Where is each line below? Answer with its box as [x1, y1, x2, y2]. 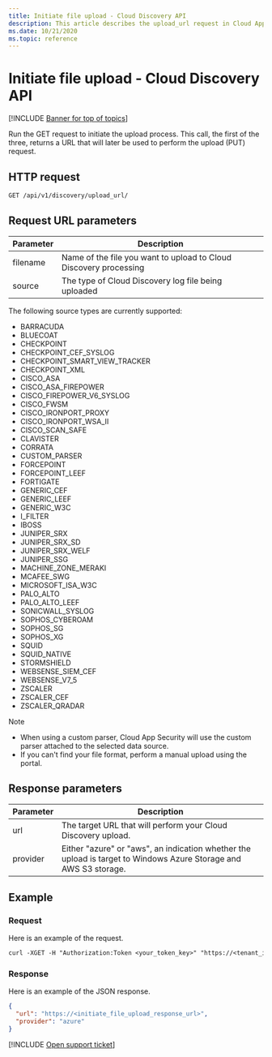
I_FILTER [19, 511, 49, 521]
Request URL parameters [8, 214, 138, 228]
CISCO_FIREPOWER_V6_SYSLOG [19, 390, 130, 400]
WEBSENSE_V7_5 [19, 675, 78, 685]
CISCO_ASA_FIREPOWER [19, 382, 105, 392]
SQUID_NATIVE [19, 649, 71, 659]
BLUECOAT [19, 330, 58, 340]
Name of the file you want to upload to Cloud [61, 251, 232, 263]
